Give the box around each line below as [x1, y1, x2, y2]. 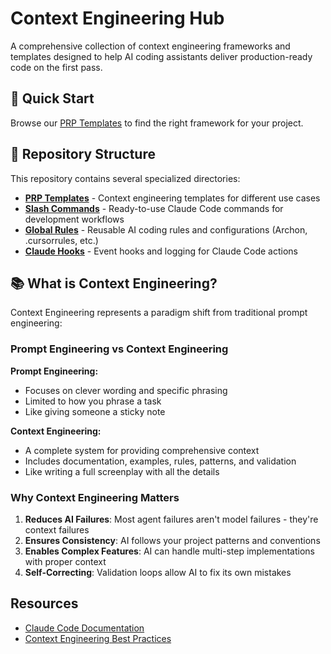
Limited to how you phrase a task [24, 395, 162, 407]
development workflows [24, 213, 125, 225]
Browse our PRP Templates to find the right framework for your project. [10, 117, 304, 129]
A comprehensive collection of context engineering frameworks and [10, 40, 291, 52]
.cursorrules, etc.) [24, 234, 99, 246]
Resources [10, 595, 79, 612]
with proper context [24, 555, 107, 567]
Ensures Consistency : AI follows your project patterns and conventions [24, 534, 321, 546]
